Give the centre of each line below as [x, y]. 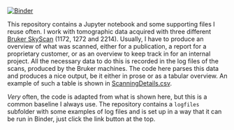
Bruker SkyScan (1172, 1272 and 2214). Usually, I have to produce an [105, 39]
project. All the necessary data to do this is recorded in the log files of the [113, 61]
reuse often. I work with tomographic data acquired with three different [109, 32]
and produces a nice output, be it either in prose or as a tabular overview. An [117, 76]
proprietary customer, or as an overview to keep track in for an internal [109, 54]
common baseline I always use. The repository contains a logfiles [103, 104]
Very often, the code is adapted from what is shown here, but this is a [107, 97]
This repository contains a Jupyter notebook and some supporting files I [111, 24]
